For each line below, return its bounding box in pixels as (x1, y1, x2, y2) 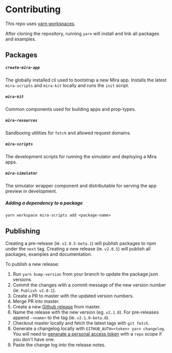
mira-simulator (5, 171, 38, 176)
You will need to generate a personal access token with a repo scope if (12, 330, 162, 337)
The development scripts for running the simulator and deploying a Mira (5, 154, 157, 160)
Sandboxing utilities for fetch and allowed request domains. (5, 130, 132, 136)
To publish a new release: (5, 261, 59, 267)
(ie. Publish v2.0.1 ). (12, 287, 56, 293)
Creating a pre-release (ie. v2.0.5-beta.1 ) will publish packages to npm (5, 240, 156, 246)
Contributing (5, 4, 61, 15)
